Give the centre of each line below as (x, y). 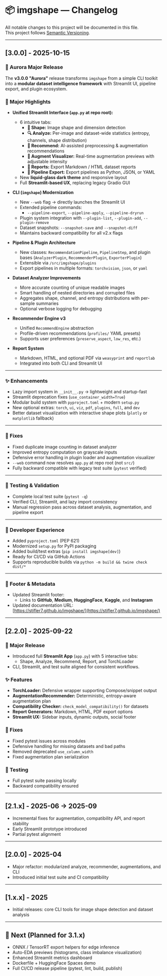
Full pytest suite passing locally (44, 780)
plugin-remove (34, 223)
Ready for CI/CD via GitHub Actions (49, 557)
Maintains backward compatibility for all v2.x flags (71, 233)
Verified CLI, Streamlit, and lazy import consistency (65, 501)
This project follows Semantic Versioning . (48, 32)
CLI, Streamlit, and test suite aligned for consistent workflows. (76, 667)
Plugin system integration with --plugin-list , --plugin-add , (81, 218)
